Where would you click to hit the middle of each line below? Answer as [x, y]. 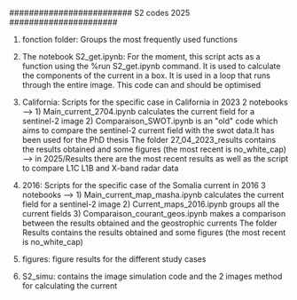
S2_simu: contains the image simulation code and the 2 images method [152, 276]
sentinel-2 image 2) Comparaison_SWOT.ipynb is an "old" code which [150, 121]
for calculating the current [70, 286]
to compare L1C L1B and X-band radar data [100, 168]
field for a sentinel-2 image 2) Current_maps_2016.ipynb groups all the [151, 204]
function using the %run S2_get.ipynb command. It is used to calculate [151, 66]
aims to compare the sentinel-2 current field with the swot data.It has [148, 130]
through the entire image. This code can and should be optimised [141, 85]
